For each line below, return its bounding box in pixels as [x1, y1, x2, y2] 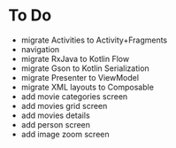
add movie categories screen [20, 90, 128, 102]
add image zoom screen [20, 129, 110, 139]
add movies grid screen [20, 100, 108, 111]
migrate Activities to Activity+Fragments [20, 35, 168, 45]
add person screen [20, 119, 90, 129]
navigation [20, 43, 60, 54]
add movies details [20, 110, 90, 121]
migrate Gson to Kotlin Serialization [20, 63, 149, 74]
